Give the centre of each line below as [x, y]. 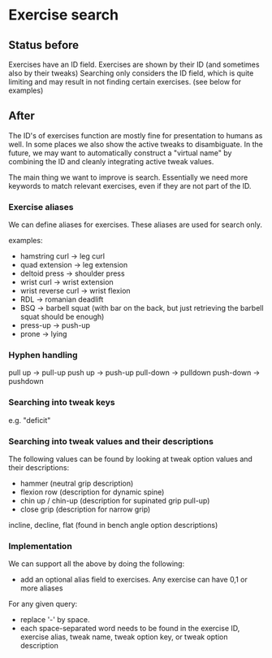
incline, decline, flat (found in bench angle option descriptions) [113, 525]
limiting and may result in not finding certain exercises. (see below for [125, 82]
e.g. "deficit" [30, 420]
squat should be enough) [62, 317]
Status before [44, 45]
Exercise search [64, 15]
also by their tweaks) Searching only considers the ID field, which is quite [131, 73]
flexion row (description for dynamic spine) [92, 492]
